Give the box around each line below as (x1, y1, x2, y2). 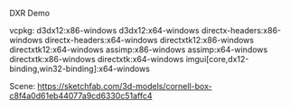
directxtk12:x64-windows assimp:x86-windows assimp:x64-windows (9, 44, 268, 55)
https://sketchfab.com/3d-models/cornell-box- (37, 81, 212, 91)
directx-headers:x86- (201, 25, 282, 35)
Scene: (9, 81, 36, 91)
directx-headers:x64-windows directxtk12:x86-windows (44, 35, 255, 45)
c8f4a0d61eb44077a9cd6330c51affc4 (9, 90, 153, 101)
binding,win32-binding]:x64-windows (9, 63, 151, 74)
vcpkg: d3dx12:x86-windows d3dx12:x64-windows (9, 25, 201, 35)
